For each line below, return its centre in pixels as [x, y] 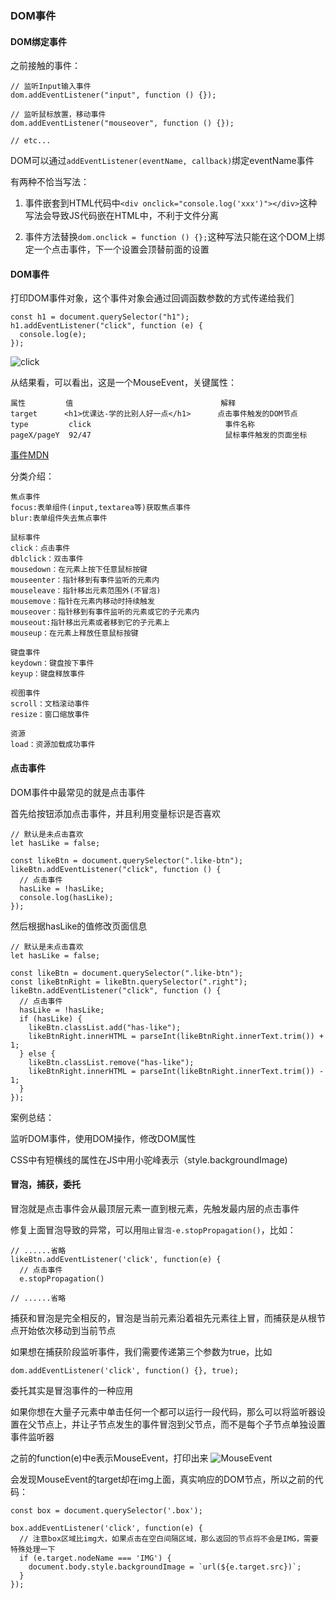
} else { [37, 1053]
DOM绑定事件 [38, 41]
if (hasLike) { [51, 1018]
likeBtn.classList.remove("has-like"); [111, 1062]
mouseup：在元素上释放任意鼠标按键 [74, 633]
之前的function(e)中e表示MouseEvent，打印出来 [109, 1458]
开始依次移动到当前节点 [67, 1330]
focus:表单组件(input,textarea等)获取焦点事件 [101, 508]
